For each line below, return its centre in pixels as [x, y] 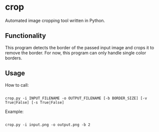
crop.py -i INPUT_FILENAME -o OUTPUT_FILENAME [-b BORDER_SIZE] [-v [76, 98]
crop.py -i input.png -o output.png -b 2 [48, 125]
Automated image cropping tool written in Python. [55, 20]
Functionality [26, 36]
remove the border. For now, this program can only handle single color [76, 53]
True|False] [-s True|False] [35, 102]
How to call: [17, 85]
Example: [14, 112]
